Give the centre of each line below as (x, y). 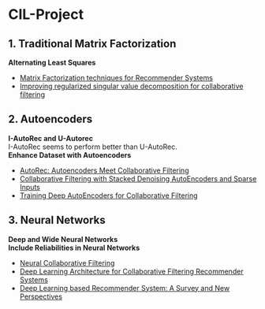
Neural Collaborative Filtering (67, 262)
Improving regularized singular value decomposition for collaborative (131, 86)
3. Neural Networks (57, 220)
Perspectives (41, 296)
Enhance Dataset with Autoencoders (70, 154)
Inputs (30, 187)
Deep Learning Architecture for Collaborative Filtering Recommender (131, 271)
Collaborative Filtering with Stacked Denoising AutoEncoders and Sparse (138, 178)
